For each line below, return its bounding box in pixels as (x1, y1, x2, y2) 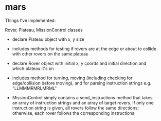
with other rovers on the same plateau (12, 51, 89, 57)
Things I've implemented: (5, 17, 56, 23)
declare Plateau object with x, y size (12, 36, 85, 42)
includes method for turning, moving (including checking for (12, 75, 133, 81)
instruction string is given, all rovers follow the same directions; (12, 105, 139, 111)
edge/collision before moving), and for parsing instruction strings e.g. (12, 80, 152, 86)
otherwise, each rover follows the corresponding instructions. (12, 110, 136, 116)
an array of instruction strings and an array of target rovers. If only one (12, 100, 154, 105)
